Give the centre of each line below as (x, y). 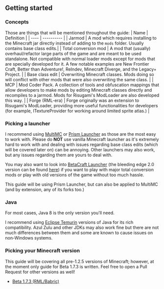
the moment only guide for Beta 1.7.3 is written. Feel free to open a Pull (76, 266)
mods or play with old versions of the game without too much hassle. (75, 175)
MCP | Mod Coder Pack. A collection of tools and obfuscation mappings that (82, 85)
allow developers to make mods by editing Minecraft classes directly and (79, 90)
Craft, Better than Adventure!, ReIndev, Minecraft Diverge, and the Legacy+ (81, 69)
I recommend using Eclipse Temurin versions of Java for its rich (69, 222)
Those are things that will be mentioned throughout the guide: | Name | (77, 33)
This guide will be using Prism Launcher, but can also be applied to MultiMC (82, 184)
